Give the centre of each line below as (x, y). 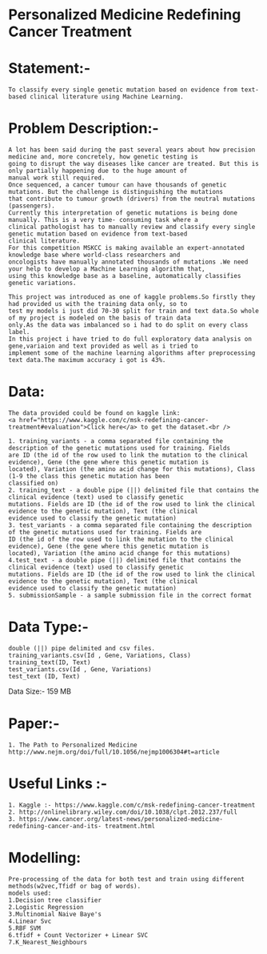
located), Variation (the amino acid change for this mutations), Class (132, 469)
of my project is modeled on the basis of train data (100, 318)
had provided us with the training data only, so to (98, 304)
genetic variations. (43, 283)
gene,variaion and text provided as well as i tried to (103, 346)
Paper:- (34, 724)
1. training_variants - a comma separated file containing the (116, 441)
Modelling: (45, 858)
